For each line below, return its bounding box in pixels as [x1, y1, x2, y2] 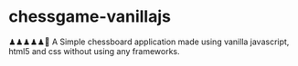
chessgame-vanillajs [8, 6, 171, 27]
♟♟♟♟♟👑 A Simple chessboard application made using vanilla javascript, [8, 36, 290, 47]
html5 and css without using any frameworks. [8, 45, 180, 56]
